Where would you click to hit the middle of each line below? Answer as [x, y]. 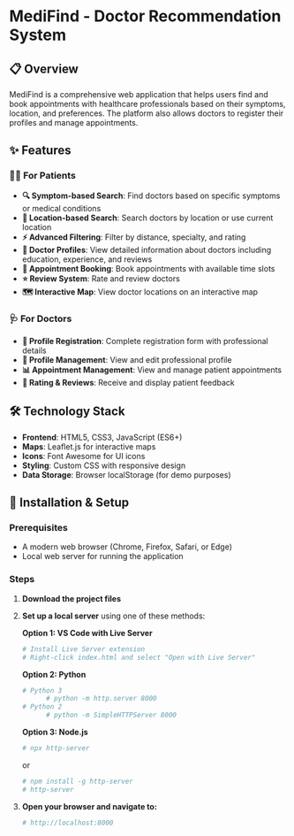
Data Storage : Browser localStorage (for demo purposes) [126, 474]
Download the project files [72, 598]
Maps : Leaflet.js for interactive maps [89, 446]
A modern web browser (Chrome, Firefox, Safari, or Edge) [127, 547]
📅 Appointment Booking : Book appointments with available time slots [148, 268]
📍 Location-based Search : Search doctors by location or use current [147, 218]
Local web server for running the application [102, 556]
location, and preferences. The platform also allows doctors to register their [147, 113]
